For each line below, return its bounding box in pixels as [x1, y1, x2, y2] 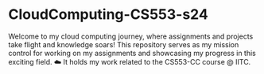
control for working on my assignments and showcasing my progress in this [8, 48, 256, 57]
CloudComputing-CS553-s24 [8, 6, 209, 24]
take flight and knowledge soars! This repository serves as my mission [8, 39, 239, 49]
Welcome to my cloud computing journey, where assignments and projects [8, 31, 254, 41]
